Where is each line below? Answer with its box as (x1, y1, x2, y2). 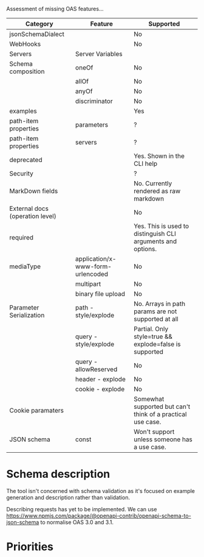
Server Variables (75, 50, 123, 58)
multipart (75, 280, 101, 288)
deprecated (9, 155, 42, 164)
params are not (133, 307, 177, 316)
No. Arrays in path (133, 300, 186, 308)
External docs (9, 204, 49, 213)
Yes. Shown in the (133, 152, 185, 160)
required (9, 233, 34, 241)
